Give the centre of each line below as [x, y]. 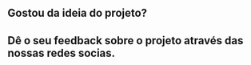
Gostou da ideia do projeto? [78, 13]
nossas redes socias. [62, 53]
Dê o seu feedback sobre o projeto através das [125, 41]
